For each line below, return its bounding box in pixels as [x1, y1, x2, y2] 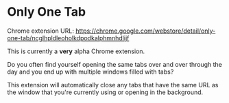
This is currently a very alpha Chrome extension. [7, 47, 145, 55]
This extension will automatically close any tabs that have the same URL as [7, 80, 219, 89]
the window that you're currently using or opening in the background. [7, 88, 204, 96]
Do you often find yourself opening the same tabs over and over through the [7, 60, 223, 68]
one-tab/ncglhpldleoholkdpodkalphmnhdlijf [7, 33, 130, 42]
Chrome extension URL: [7, 27, 74, 35]
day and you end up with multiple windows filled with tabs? [7, 68, 174, 76]
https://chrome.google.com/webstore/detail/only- [75, 27, 216, 35]
